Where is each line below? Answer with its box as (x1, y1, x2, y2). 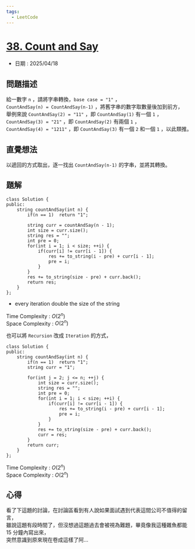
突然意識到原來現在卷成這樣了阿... (6, 537, 89, 544)
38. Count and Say (6, 40, 99, 53)
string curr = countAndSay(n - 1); (27, 222, 115, 228)
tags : (6, 8, 19, 15)
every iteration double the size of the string (14, 300, 120, 307)
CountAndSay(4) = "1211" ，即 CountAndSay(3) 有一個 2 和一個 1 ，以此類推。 (6, 126, 192, 133)
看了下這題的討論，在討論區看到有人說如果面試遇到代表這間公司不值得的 (6, 507, 182, 514)
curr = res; (37, 432, 67, 438)
